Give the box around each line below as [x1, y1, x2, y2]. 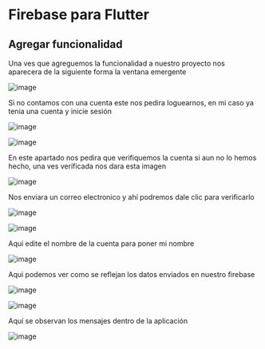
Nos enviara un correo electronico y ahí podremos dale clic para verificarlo [8, 192, 255, 201]
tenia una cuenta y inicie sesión [8, 106, 112, 116]
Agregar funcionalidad [8, 38, 123, 51]
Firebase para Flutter [8, 6, 150, 24]
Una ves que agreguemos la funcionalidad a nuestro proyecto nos [8, 58, 225, 68]
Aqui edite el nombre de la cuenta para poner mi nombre [8, 239, 195, 248]
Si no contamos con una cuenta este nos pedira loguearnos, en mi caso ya [8, 98, 254, 107]
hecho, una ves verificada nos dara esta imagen [8, 161, 167, 171]
